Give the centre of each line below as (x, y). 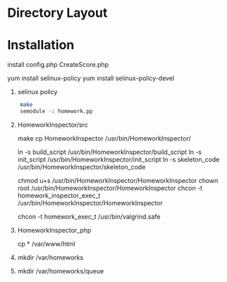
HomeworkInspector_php (54, 230)
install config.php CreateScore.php (58, 65)
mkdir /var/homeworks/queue (61, 271)
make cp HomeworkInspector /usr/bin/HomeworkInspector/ (104, 138)
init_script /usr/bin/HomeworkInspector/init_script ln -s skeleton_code (118, 159)
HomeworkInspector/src (53, 124)
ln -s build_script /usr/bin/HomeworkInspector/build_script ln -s (110, 152)
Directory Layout (57, 13)
